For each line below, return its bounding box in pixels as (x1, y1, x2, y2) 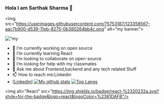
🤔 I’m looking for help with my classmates (12, 61, 97, 67)
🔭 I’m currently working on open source (12, 45, 93, 51)
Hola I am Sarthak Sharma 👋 (5, 4, 73, 11)
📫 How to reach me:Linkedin (12, 71, 71, 78)
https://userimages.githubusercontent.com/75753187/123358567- (16, 21, 150, 27)
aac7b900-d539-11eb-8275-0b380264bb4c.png (5, 26, 104, 32)
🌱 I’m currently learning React (12, 50, 73, 56)
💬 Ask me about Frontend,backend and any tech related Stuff (12, 66, 136, 72)
